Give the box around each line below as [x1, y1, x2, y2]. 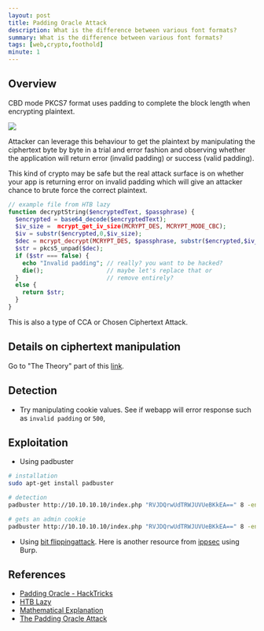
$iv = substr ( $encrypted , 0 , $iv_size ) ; [15, 230, 143, 238]
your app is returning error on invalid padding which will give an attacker [8, 176, 243, 186]
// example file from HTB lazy [8, 200, 111, 209]
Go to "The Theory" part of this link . [8, 361, 124, 370]
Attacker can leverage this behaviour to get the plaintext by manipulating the [8, 136, 255, 146]
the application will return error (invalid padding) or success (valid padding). [8, 153, 255, 162]
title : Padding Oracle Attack [8, 19, 108, 27]
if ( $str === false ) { [15, 251, 90, 260]
